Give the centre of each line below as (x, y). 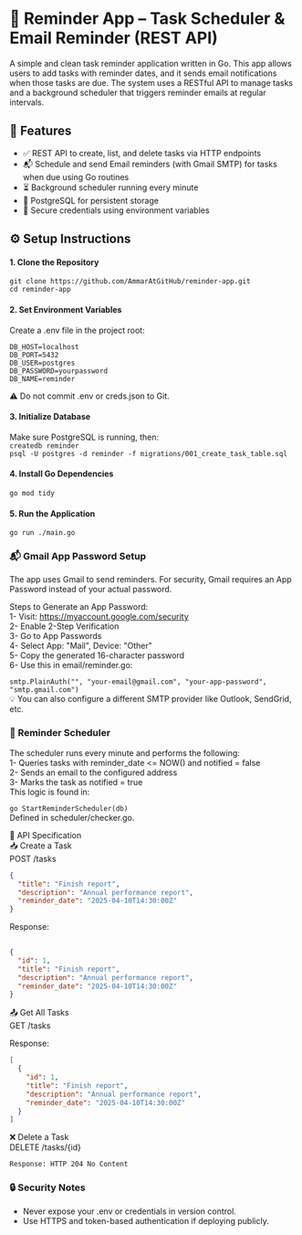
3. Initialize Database (50, 417)
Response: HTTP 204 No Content (69, 1165)
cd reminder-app (40, 290)
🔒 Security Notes (47, 1187)
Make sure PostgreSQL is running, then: (84, 437)
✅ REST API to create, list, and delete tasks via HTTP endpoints (142, 153)
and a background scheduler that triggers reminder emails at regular (138, 92)
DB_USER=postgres (42, 363)
